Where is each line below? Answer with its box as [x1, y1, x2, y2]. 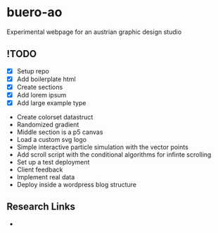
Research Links [6, 201, 75, 213]
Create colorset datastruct [16, 113, 94, 121]
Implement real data [16, 173, 75, 181]
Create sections [16, 83, 63, 91]
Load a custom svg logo [16, 136, 87, 144]
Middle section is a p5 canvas [16, 128, 103, 136]
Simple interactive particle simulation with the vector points [16, 143, 189, 152]
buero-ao [6, 4, 63, 20]
